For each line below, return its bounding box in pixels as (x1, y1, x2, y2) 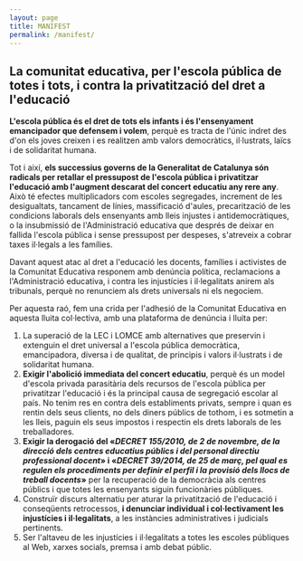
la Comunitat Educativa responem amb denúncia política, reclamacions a (9, 266, 280, 277)
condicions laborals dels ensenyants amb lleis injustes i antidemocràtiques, (9, 210, 289, 222)
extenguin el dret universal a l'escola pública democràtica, (22, 340, 241, 351)
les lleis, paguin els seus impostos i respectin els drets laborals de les (22, 417, 282, 428)
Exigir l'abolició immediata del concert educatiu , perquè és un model (22, 368, 285, 380)
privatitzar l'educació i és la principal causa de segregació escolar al (22, 388, 279, 399)
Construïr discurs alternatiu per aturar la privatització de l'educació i (22, 494, 278, 505)
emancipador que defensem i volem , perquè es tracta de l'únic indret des (9, 126, 287, 137)
